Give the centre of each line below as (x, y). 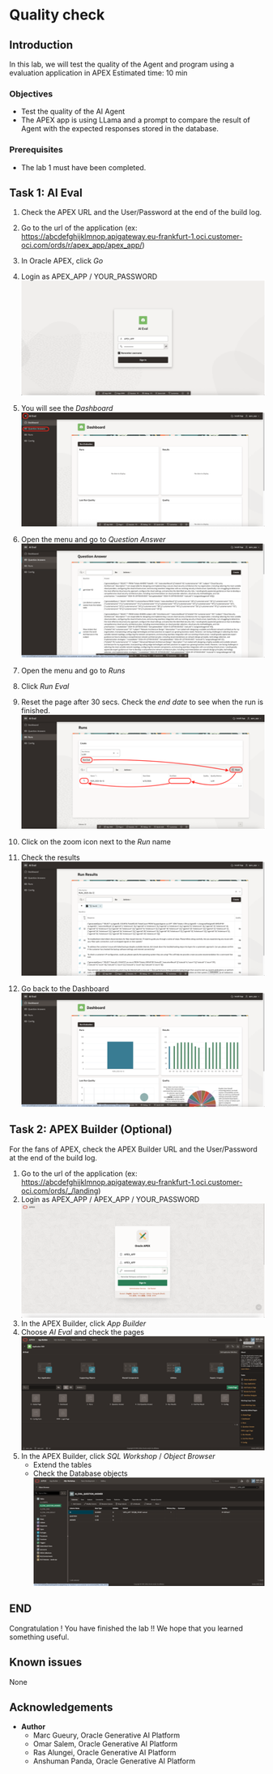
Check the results (50, 857)
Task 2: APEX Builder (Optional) (91, 1129)
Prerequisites (36, 150)
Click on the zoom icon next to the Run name (96, 841)
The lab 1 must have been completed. (83, 167)
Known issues (46, 1663)
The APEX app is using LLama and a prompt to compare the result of (135, 120)
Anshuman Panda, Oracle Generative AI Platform (114, 1761)
